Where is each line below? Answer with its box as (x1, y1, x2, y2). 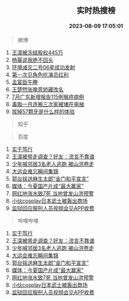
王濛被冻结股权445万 (11, 49, 64, 56)
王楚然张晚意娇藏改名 (11, 86, 64, 93)
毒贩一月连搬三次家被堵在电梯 (11, 100, 84, 107)
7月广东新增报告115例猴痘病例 (11, 93, 84, 100)
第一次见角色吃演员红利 (11, 71, 69, 78)
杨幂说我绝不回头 (11, 56, 54, 63)
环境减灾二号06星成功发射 (11, 64, 75, 71)
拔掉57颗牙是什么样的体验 (11, 108, 75, 115)
